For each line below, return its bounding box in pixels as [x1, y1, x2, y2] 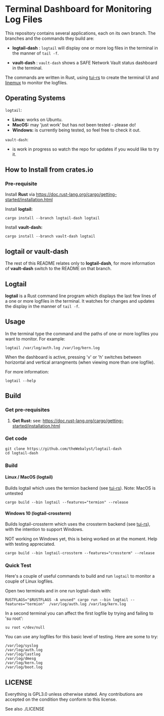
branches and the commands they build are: [5, 35, 95, 41]
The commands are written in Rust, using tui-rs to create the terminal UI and [5, 74, 159, 80]
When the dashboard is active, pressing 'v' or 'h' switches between [5, 354, 141, 360]
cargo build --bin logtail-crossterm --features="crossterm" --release [5, 551, 155, 556]
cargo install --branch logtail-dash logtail [5, 216, 100, 221]
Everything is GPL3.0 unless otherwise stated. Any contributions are [5, 691, 143, 697]
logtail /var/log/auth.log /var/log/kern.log [5, 345, 100, 350]
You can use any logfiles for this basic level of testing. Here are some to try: [5, 634, 159, 640]
